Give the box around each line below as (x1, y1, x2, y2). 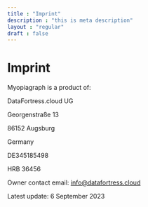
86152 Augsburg (7, 124, 55, 133)
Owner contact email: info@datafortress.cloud (7, 178, 141, 187)
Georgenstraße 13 (7, 110, 60, 119)
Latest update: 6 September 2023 (7, 192, 105, 201)
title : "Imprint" (7, 10, 61, 18)
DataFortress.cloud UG (7, 97, 74, 105)
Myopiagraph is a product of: (7, 84, 91, 92)
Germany (7, 138, 34, 146)
